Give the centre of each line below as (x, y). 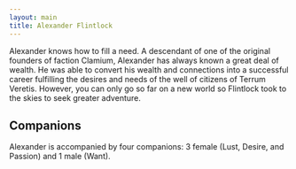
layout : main (33, 17)
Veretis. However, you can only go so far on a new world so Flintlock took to (148, 88)
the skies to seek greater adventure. (75, 97)
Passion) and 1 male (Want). (60, 157)
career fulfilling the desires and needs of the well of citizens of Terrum (137, 79)
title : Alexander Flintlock (61, 26)
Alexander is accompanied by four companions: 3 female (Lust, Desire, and (147, 147)
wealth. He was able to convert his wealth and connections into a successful (149, 69)
